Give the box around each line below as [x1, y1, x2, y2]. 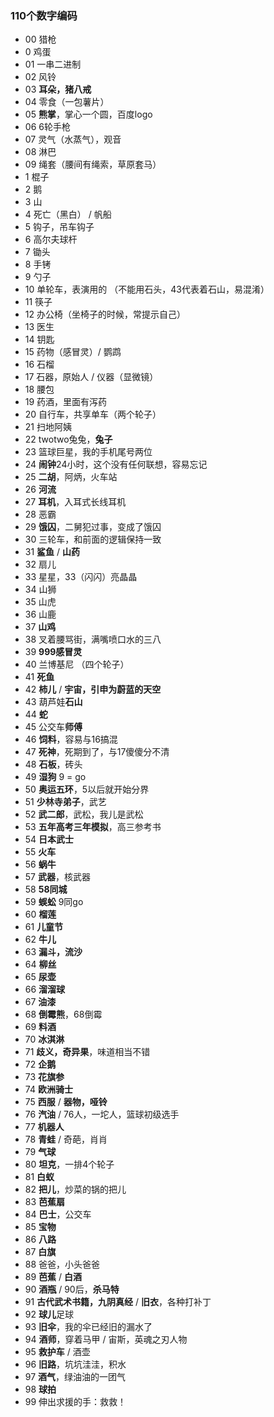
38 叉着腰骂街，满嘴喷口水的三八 [24, 633, 162, 646]
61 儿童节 [24, 921, 64, 933]
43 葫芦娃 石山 [24, 696, 83, 708]
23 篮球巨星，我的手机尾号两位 [24, 446, 153, 458]
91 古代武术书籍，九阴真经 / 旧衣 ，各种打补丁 [24, 1296, 212, 1308]
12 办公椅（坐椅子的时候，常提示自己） [24, 308, 186, 321]
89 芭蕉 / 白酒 [24, 1271, 82, 1283]
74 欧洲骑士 [24, 1083, 73, 1096]
